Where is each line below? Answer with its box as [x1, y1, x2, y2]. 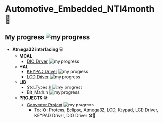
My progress [5, 33, 45, 41]
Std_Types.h [26, 84, 52, 90]
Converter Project [26, 102, 62, 107]
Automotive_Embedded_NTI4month [5, 3, 155, 15]
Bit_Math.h [26, 89, 49, 95]
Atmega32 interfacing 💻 [12, 46, 64, 52]
